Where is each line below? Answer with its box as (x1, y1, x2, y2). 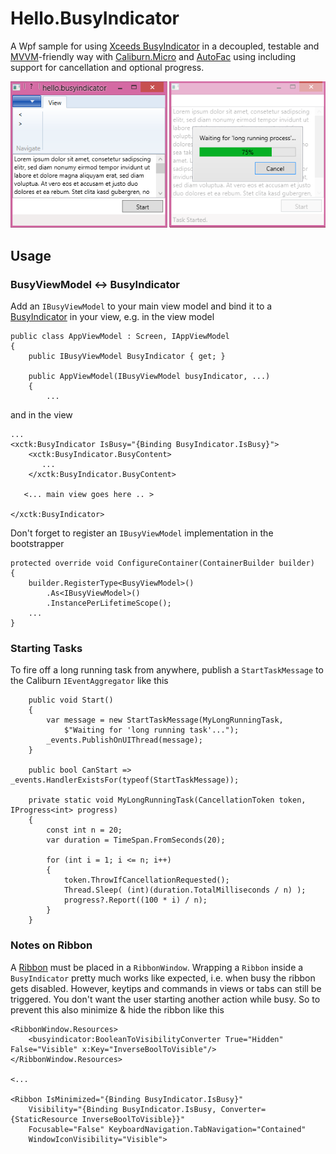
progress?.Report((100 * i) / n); (63, 895, 208, 906)
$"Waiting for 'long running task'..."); (63, 725, 240, 736)
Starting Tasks (10, 641, 83, 655)
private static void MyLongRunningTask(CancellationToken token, (28, 795, 307, 806)
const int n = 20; (46, 825, 123, 836)
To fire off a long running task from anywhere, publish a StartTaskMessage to (10, 664, 324, 676)
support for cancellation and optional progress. (10, 61, 205, 73)
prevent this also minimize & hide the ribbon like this (10, 1003, 225, 1016)
